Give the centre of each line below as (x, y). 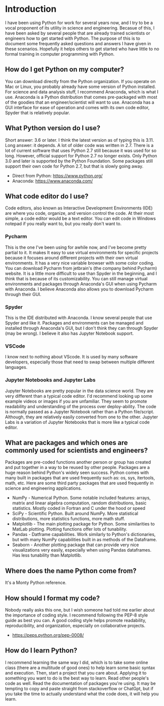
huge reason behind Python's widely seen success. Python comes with (77, 472)
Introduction (31, 9)
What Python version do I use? (53, 128)
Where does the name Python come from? (71, 571)
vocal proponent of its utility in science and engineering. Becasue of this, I (80, 28)
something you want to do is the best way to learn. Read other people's (77, 678)
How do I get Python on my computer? (65, 70)
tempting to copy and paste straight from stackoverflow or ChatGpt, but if (79, 688)
